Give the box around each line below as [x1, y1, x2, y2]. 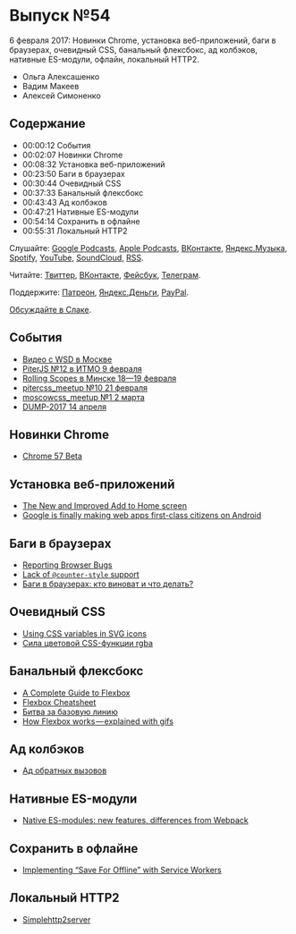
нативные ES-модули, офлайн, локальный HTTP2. [9, 54, 199, 64]
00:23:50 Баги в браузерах [21, 168, 125, 179]
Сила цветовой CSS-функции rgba [21, 637, 154, 648]
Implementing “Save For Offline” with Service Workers [21, 864, 222, 876]
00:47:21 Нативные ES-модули [21, 206, 139, 217]
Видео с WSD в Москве [21, 354, 113, 365]
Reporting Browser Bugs [21, 560, 113, 570]
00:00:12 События [21, 139, 91, 150]
